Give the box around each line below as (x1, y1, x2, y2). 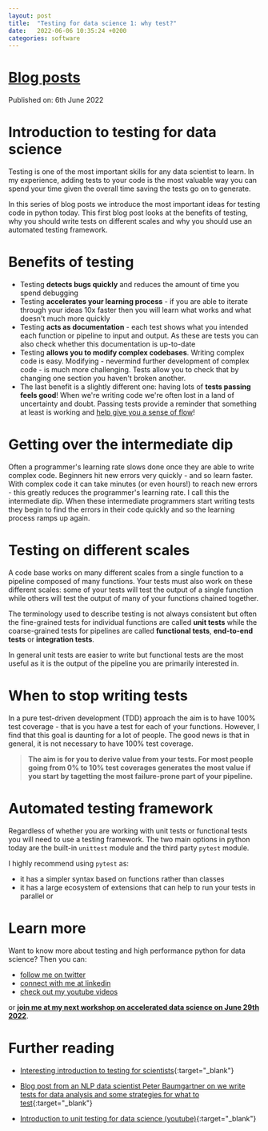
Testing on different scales (8, 541, 190, 560)
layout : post (8, 11, 52, 20)
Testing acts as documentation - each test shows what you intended (19, 322, 249, 332)
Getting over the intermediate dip (8, 436, 234, 454)
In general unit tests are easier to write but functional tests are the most (8, 650, 244, 659)
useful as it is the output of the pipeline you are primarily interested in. (8, 659, 239, 668)
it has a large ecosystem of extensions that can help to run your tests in (19, 882, 256, 892)
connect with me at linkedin (19, 978, 111, 987)
